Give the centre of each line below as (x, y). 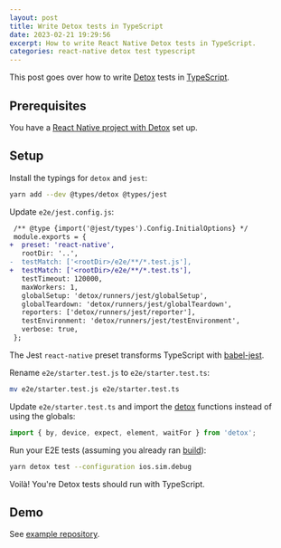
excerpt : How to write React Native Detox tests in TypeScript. (133, 43)
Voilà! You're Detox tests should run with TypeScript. (107, 484)
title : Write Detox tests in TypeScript (87, 26)
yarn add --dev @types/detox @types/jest (89, 194)
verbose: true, (50, 330)
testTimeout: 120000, (62, 279)
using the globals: (42, 416)
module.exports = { (50, 236)
